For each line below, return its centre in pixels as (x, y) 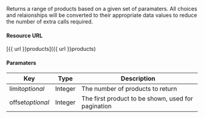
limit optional (27, 89)
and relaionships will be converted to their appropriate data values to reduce (102, 15)
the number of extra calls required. (49, 21)
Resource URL (25, 35)
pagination (97, 107)
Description (138, 79)
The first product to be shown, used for (137, 99)
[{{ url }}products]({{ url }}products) (51, 49)
